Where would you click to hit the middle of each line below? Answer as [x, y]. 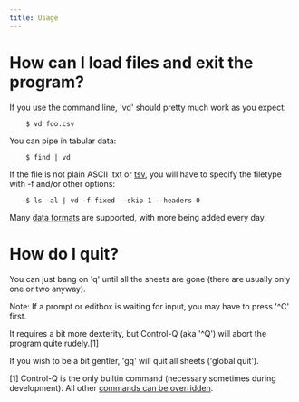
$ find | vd [48, 157]
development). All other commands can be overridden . [111, 387]
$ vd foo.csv [50, 123]
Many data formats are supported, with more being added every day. [138, 217]
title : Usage [34, 18]
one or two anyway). [48, 289]
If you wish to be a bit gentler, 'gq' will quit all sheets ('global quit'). [135, 360]
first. [18, 316]
